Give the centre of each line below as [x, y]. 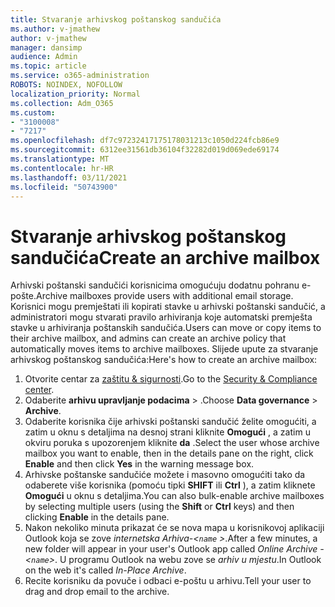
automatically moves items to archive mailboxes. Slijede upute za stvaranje [164, 349]
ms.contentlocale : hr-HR [62, 168]
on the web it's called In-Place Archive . [105, 570]
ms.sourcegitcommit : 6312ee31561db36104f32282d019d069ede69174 [145, 150]
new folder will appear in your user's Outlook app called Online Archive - [174, 549]
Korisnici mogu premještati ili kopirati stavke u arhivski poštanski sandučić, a [168, 307]
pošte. [23, 296]
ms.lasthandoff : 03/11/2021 [69, 177]
